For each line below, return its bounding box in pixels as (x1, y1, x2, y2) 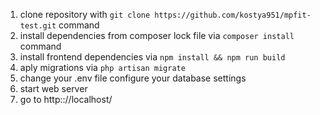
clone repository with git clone (19, 9, 151, 20)
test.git (19, 21, 57, 31)
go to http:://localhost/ (19, 94, 113, 105)
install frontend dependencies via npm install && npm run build (19, 51, 286, 63)
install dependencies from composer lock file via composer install (19, 30, 295, 41)
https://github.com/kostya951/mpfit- (154, 10, 312, 20)
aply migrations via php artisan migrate (19, 62, 186, 73)
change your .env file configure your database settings (19, 72, 247, 84)
